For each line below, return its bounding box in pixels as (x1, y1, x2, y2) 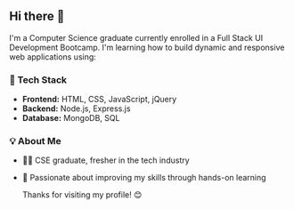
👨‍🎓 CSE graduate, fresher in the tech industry (21, 155, 190, 165)
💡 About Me (9, 135, 61, 148)
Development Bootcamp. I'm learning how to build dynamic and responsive (9, 42, 285, 52)
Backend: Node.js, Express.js (21, 103, 131, 114)
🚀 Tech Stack (9, 73, 68, 85)
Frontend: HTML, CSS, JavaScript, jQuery (21, 94, 177, 105)
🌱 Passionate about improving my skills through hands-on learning (21, 173, 266, 183)
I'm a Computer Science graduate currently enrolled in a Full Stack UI (9, 32, 264, 43)
